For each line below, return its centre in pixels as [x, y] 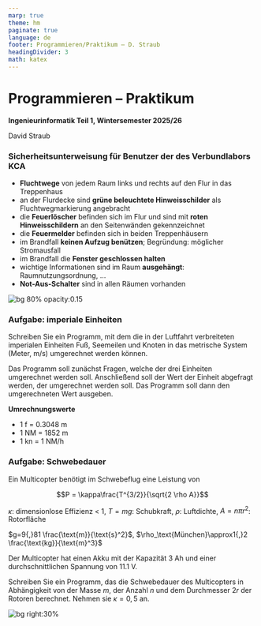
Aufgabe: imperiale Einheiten [65, 320]
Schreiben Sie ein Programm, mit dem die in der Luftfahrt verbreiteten [121, 337]
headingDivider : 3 [38, 52]
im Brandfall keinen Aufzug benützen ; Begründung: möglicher [121, 242]
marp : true [26, 15]
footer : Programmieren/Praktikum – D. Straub [84, 45]
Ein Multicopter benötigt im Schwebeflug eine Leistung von [104, 479]
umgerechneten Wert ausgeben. [61, 394]
